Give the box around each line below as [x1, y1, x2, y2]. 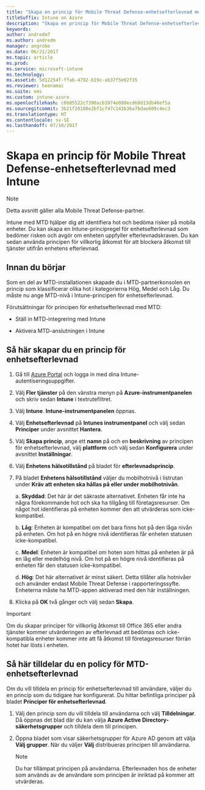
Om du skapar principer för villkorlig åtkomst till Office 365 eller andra [6, 621, 182, 629]
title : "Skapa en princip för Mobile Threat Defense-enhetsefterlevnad [6, 9, 192, 15]
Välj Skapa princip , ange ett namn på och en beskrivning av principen [15, 437, 193, 445]
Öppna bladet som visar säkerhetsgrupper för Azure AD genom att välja [15, 734, 196, 742]
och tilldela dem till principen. [63, 722, 138, 730]
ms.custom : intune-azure [6, 94, 70, 100]
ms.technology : [6, 71, 45, 78]
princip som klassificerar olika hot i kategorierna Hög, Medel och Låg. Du [6, 285, 190, 292]
